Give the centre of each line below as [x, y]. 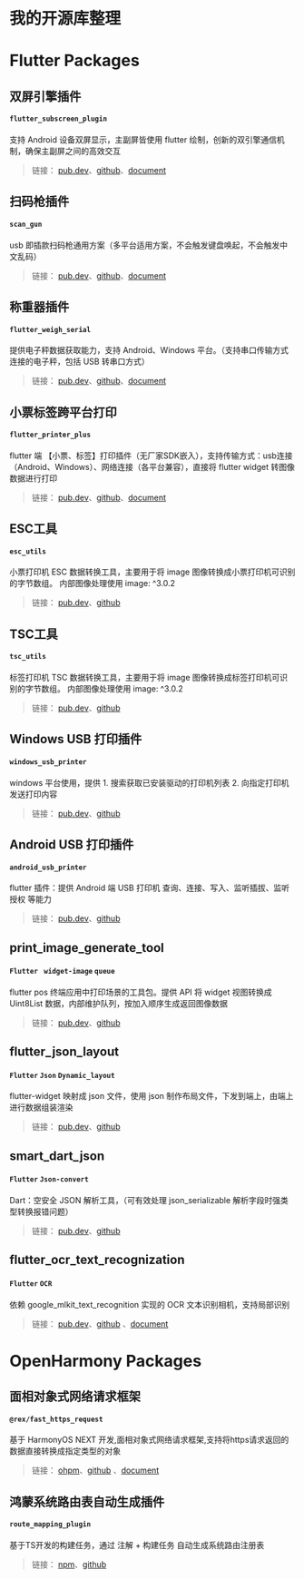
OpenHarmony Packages [106, 1361]
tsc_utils [28, 657]
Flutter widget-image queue [62, 972]
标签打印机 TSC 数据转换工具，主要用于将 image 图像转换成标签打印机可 [145, 677]
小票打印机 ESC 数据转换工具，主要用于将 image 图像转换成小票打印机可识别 [152, 572]
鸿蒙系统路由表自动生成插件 [87, 1501]
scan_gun [26, 224]
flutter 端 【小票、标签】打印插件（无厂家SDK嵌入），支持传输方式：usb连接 [151, 456]
